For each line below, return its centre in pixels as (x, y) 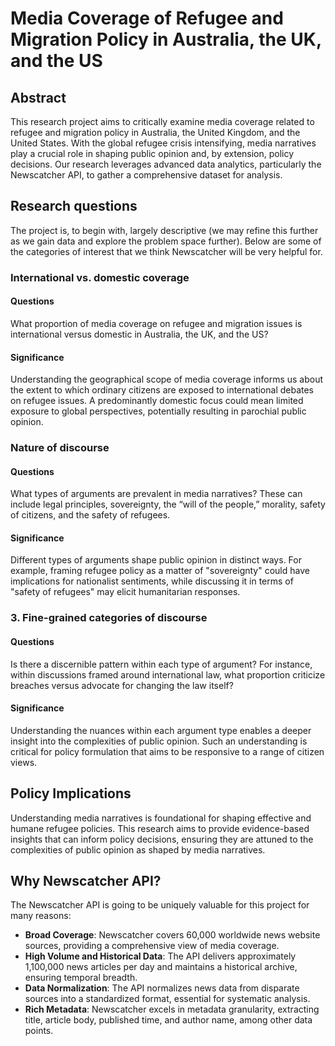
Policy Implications (71, 793)
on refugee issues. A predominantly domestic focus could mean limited (157, 401)
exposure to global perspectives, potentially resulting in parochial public (158, 411)
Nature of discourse (60, 448)
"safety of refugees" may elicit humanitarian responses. (125, 592)
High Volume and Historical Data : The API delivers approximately (160, 956)
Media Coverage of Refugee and (147, 18)
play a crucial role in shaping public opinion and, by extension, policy (152, 153)
